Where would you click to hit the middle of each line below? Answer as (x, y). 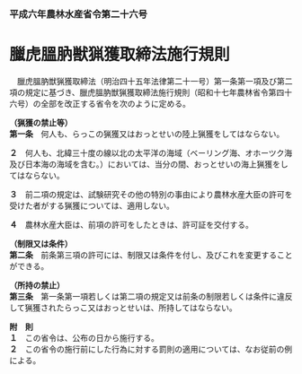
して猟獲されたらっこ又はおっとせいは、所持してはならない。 (123, 308)
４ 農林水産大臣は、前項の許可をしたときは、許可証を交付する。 (131, 224)
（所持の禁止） (37, 285)
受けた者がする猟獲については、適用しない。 (92, 205)
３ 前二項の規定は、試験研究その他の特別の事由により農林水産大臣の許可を (151, 194)
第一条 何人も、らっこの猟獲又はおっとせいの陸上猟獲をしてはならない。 (147, 134)
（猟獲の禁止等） (41, 122)
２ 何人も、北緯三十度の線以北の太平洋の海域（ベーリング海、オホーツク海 (151, 152)
